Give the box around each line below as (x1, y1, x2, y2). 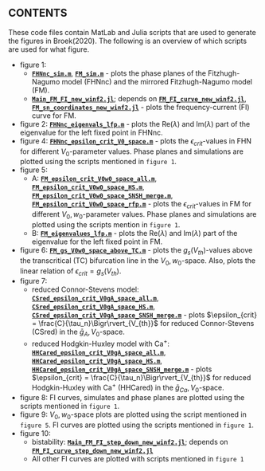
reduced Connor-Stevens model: (31, 285, 139, 294)
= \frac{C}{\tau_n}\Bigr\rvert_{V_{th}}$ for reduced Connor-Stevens (31, 319, 255, 328)
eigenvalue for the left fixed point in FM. (31, 237, 163, 246)
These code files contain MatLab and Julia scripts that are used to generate (8, 27, 256, 37)
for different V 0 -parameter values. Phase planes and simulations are (19, 147, 244, 158)
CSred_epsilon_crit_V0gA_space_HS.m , (31, 302, 156, 312)
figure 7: (19, 277, 48, 286)
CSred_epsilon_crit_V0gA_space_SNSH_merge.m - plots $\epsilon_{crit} (31, 310, 257, 320)
